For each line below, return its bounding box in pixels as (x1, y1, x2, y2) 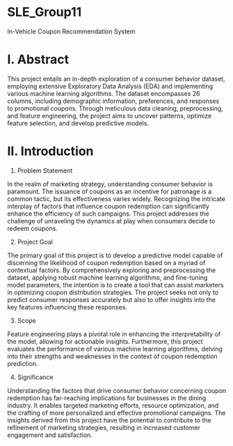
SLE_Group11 (7, 4, 82, 20)
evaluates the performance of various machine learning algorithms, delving (7, 344, 223, 353)
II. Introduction (7, 143, 94, 159)
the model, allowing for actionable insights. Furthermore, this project (7, 337, 203, 345)
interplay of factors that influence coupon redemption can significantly (7, 202, 210, 210)
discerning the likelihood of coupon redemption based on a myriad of (7, 258, 206, 266)
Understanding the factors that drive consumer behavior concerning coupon (7, 386, 227, 395)
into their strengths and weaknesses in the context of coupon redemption (7, 352, 218, 360)
